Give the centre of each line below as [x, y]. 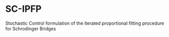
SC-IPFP [24, 9]
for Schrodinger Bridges [31, 28]
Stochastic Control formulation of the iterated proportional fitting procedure [85, 23]
